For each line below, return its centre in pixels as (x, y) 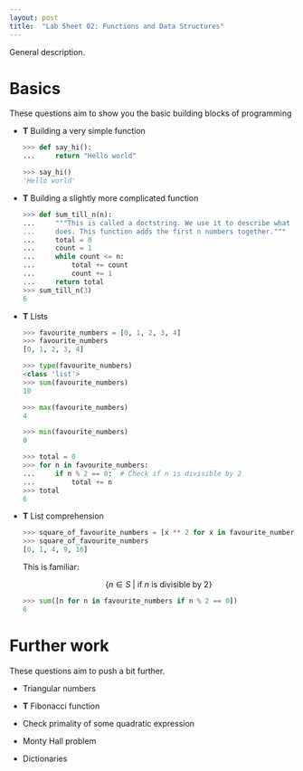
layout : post (34, 18)
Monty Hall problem (59, 741)
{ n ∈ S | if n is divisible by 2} (159, 585)
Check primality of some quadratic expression (109, 723)
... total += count (75, 265)
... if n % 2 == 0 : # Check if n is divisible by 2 (132, 473)
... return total (63, 281)
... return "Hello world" (80, 156)
